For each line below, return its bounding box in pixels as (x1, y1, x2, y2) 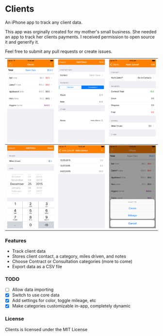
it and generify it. (5, 39, 39, 45)
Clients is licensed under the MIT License (5, 326, 88, 332)
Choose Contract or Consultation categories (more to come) (12, 258, 132, 264)
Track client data (12, 248, 46, 254)
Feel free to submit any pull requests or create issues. (5, 48, 113, 54)
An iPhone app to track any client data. (5, 19, 82, 25)
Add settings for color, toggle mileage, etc (12, 298, 96, 304)
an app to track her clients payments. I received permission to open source (5, 34, 155, 40)
